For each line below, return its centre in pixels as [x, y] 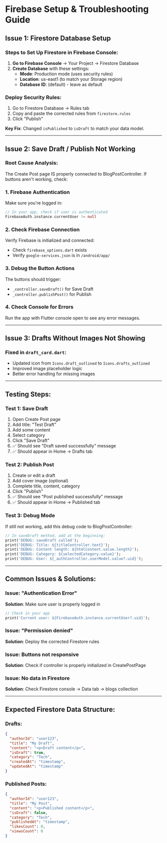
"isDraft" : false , [29, 813]
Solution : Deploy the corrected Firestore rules [52, 641]
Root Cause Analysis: [32, 163]
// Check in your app [28, 613]
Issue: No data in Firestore [38, 678]
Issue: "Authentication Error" [41, 593]
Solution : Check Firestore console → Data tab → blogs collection [72, 689]
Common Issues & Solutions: [50, 579]
